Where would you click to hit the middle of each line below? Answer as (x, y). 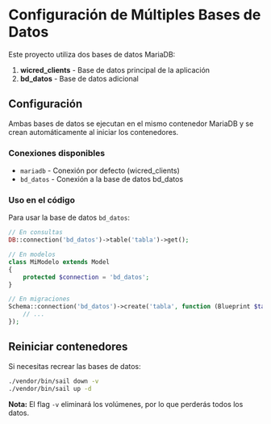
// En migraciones (39, 299)
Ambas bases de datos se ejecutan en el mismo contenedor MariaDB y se (131, 124)
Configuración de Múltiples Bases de (135, 15)
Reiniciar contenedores (68, 347)
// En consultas (35, 233)
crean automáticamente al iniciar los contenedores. (94, 132)
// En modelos (32, 255)
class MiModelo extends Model (59, 262)
